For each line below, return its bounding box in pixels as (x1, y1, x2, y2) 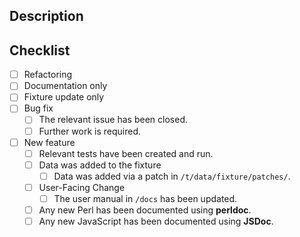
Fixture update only (23, 91, 105, 103)
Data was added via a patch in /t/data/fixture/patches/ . (53, 170, 291, 182)
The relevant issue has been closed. (38, 114, 188, 126)
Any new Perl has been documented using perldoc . (38, 204, 252, 216)
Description (9, 8, 84, 25)
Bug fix (23, 102, 54, 114)
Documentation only (23, 80, 108, 92)
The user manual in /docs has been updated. (53, 192, 238, 204)
